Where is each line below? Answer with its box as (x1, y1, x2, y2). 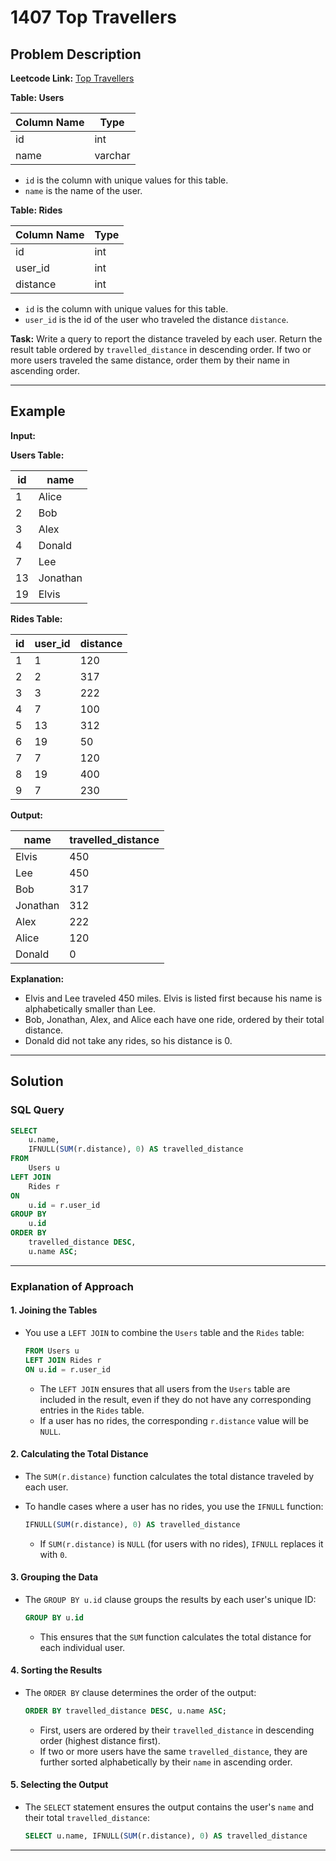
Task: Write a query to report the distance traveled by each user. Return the (10, 333, 323, 345)
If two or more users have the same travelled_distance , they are (39, 1745, 308, 1757)
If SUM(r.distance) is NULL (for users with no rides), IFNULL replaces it (39, 1537, 324, 1550)
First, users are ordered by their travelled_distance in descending (39, 1724, 315, 1736)
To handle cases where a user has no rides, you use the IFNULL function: (24, 1500, 324, 1512)
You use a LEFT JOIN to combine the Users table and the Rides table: (24, 1326, 305, 1338)
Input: (10, 429, 36, 441)
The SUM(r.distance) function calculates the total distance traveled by (24, 1470, 315, 1482)
